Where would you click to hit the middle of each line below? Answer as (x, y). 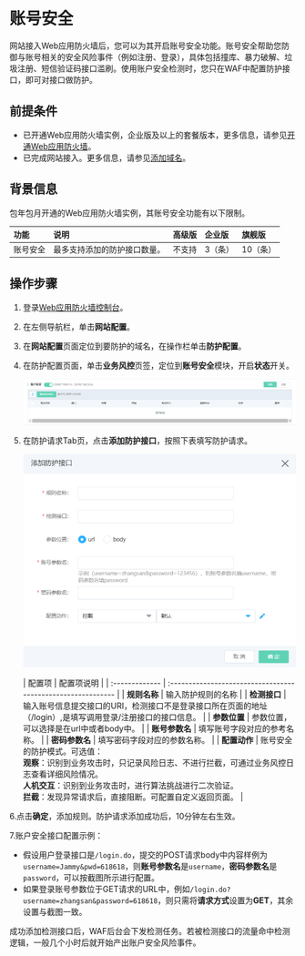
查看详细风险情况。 (66, 774)
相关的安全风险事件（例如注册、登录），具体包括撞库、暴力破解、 (163, 56)
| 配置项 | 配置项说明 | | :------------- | (94, 683)
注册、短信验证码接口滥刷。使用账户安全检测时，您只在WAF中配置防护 (149, 68)
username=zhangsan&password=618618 (90, 901)
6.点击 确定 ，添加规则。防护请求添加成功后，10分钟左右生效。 (125, 816)
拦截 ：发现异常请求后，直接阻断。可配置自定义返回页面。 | (133, 797)
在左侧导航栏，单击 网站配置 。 (78, 326)
